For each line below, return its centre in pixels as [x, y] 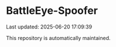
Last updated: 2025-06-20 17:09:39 [49, 27]
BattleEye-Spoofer [52, 11]
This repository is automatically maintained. [58, 38]
